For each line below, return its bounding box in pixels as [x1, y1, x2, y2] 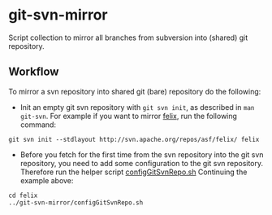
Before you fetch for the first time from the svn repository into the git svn [19, 149, 264, 160]
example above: [19, 175, 74, 185]
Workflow [8, 65, 59, 79]
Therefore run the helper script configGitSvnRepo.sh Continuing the [19, 167, 248, 177]
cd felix [8, 191, 38, 200]
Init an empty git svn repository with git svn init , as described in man [19, 102, 255, 112]
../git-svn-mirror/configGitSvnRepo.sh [8, 198, 144, 207]
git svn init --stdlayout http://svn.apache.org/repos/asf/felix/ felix [8, 135, 260, 143]
